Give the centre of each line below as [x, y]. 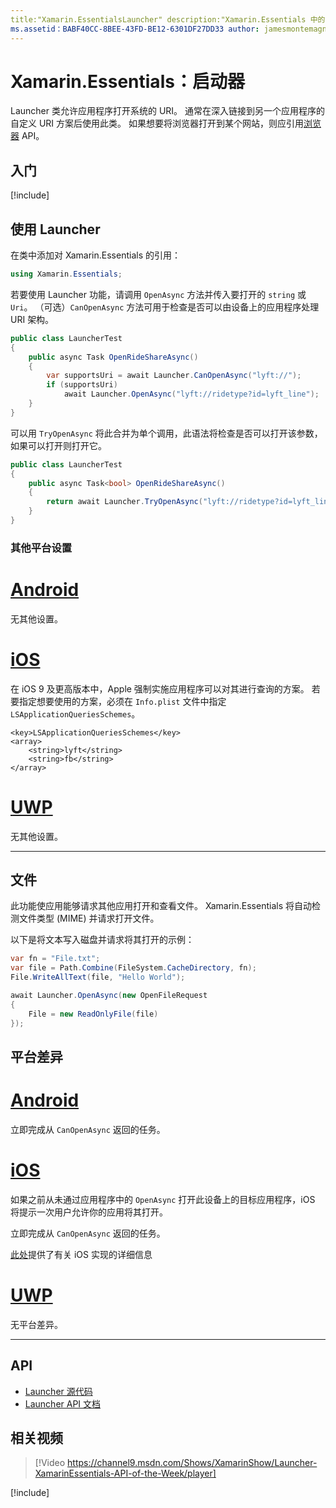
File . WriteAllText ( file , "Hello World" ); [98, 977]
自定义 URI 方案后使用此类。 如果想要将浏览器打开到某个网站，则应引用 [157, 123]
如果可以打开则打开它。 [58, 445]
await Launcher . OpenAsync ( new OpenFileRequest [109, 996]
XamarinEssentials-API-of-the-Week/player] [125, 1473]
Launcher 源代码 [58, 1391]
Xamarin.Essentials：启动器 [127, 81]
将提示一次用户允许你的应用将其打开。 [89, 1212]
